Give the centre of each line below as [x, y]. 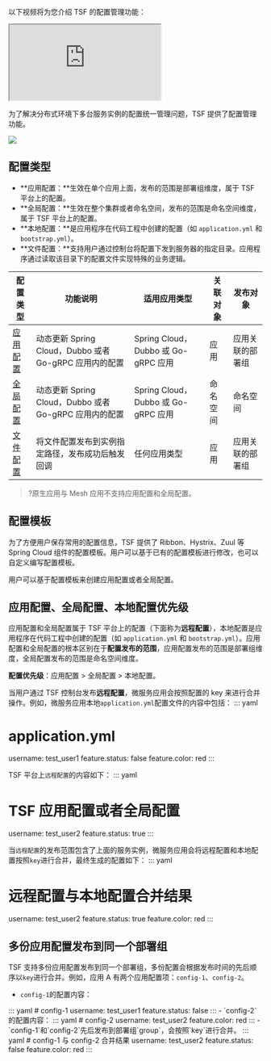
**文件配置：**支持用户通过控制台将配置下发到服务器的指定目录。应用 [137, 248]
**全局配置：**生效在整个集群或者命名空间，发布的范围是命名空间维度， [140, 208]
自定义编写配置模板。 [44, 562]
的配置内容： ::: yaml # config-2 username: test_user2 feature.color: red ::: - [134, 1021]
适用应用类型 [168, 299]
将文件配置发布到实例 [76, 441]
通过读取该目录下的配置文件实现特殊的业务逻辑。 [108, 258]
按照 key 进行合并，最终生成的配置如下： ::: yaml [94, 860]
